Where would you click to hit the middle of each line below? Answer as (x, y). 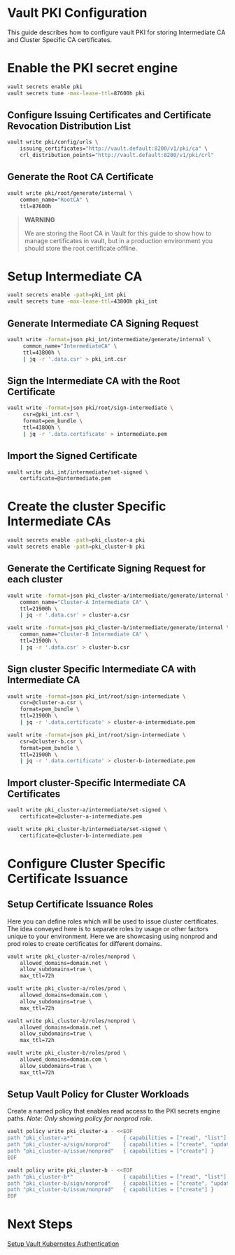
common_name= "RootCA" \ (55, 200)
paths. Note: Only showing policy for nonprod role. (80, 1118)
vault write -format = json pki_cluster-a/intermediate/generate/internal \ (119, 596)
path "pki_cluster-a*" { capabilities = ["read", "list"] (117, 1138)
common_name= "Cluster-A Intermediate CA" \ (84, 602)
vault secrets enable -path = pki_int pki (67, 295)
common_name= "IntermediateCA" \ (70, 346)
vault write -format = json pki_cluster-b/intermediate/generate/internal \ (119, 628)
